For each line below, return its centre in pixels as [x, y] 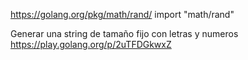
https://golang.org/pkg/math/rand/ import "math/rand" [122, 14]
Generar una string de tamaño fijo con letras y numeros [124, 33]
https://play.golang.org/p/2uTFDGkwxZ [91, 44]
